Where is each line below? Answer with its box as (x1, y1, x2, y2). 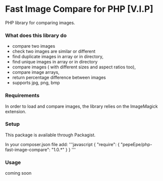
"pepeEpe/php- (120, 141, 153, 147)
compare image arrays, (12, 69, 60, 75)
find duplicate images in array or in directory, (12, 54, 104, 60)
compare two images (12, 43, 56, 49)
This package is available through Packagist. (5, 132, 96, 138)
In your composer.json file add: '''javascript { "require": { (5, 141, 120, 147)
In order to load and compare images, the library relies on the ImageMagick (5, 103, 158, 109)
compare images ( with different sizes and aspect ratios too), (12, 64, 136, 70)
